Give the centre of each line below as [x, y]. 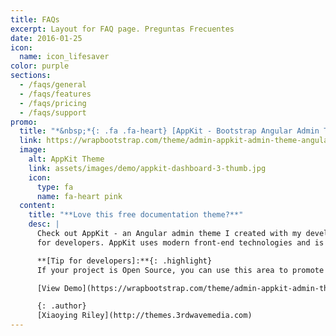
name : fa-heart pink [79, 196]
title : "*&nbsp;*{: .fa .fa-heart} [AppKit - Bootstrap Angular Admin [169, 131]
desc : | [44, 224]
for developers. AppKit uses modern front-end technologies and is [180, 242]
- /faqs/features [55, 94]
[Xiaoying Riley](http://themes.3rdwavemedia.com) [144, 316]
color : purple [40, 66]
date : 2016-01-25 [46, 38]
